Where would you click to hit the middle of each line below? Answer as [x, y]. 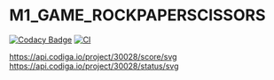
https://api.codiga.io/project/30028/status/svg [94, 66]
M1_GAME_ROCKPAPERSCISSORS [137, 15]
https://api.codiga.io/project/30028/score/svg [93, 56]
